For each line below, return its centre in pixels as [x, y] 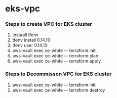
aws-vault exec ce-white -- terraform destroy [58, 90]
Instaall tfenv [25, 35]
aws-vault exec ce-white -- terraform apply [57, 61]
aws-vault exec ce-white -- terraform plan [55, 56]
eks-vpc [23, 9]
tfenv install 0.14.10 [31, 40]
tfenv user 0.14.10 [30, 46]
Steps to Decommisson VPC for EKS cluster [58, 74]
